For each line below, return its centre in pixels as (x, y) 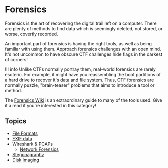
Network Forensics (39, 149)
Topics (16, 121)
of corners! (17, 59)
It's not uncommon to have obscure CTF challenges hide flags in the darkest (84, 54)
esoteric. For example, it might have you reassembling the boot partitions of (83, 74)
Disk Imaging (26, 160)
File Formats (25, 133)
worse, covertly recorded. (32, 34)
